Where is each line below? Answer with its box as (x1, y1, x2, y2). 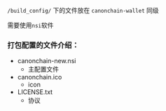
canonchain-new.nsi (17, 57, 76, 65)
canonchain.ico (17, 73, 62, 81)
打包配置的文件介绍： (7, 40, 79, 50)
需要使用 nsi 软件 (7, 21, 54, 30)
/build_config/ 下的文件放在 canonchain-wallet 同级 (7, 6, 159, 14)
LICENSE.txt (17, 88, 53, 96)
